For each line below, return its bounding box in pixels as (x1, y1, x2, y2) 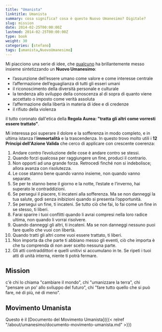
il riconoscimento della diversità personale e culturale (12, 86, 119, 91)
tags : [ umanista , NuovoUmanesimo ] (5, 47, 73, 52)
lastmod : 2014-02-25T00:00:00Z (5, 30, 68, 34)
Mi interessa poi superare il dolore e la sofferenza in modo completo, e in (5, 130, 150, 136)
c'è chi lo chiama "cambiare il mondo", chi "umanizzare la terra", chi (5, 279, 140, 286)
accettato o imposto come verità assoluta (12, 96, 95, 102)
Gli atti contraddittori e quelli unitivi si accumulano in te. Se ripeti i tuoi (12, 247, 151, 253)
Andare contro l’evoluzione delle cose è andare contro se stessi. (12, 150, 140, 155)
